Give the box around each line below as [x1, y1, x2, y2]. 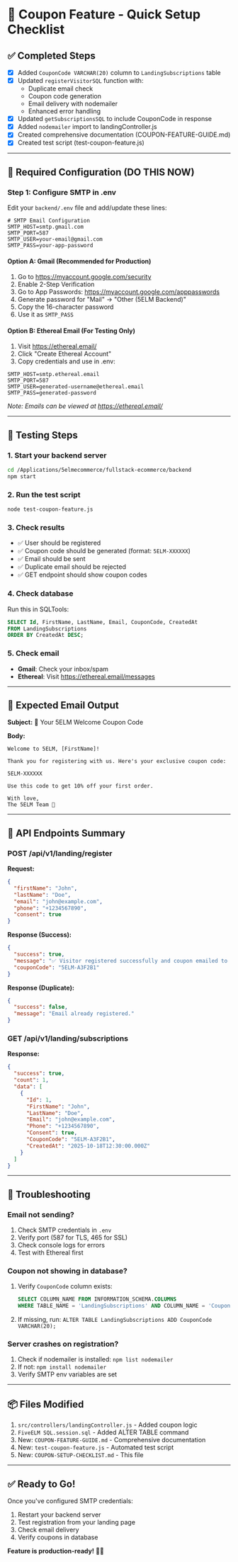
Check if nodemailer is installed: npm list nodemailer [17, 1355, 174, 1364]
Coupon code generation [28, 92, 101, 101]
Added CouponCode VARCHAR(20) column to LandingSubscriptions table [17, 69, 221, 77]
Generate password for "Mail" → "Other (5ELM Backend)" [17, 295, 186, 304]
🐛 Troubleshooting [7, 1188, 91, 1200]
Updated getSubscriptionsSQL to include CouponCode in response [17, 115, 212, 123]
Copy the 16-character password [17, 302, 114, 311]
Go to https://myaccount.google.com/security [17, 273, 152, 281]
